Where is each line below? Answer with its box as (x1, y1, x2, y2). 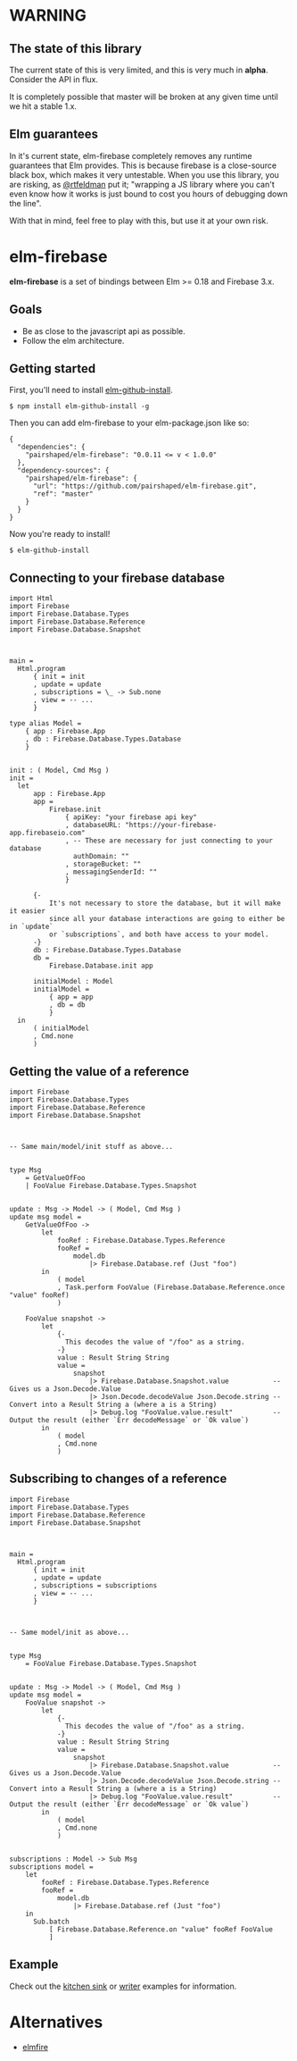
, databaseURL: (65, 821, 122, 830)
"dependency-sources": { (17, 466, 110, 475)
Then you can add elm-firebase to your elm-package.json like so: (9, 417, 250, 429)
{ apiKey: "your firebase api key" (65, 813, 198, 822)
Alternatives (9, 2012, 103, 2032)
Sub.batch (32, 1917, 70, 1926)
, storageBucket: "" (65, 859, 142, 869)
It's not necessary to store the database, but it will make (48, 899, 281, 908)
